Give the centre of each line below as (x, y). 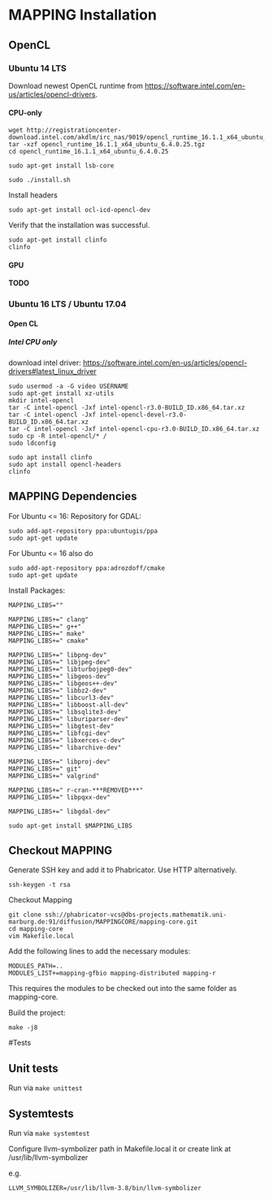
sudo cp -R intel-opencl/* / (58, 436)
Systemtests (41, 1113)
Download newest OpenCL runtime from (76, 85)
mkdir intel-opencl (41, 400)
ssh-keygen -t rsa (39, 885)
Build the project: (37, 1013)
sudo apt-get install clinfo (58, 240)
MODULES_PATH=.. (36, 966)
